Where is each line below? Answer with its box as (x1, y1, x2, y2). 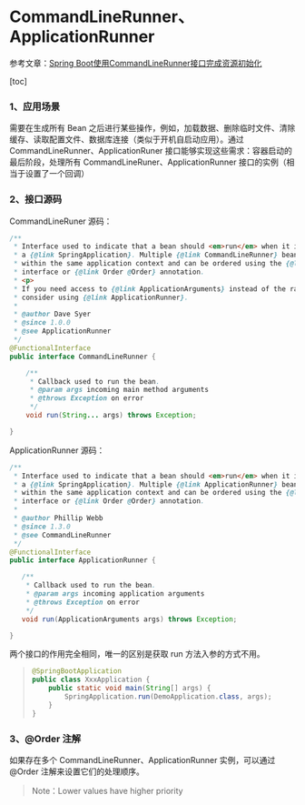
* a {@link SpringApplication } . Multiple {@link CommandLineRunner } (13, 250, 279, 260)
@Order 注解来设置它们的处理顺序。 (9, 766, 145, 777)
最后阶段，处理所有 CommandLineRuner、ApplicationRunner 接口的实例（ (9, 156, 287, 167)
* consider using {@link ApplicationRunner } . (13, 293, 189, 302)
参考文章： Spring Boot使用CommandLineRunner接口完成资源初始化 (9, 57, 262, 68)
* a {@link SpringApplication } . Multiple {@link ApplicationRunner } (13, 479, 279, 489)
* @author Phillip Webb (13, 514, 103, 523)
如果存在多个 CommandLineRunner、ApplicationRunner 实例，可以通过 (9, 754, 276, 765)
